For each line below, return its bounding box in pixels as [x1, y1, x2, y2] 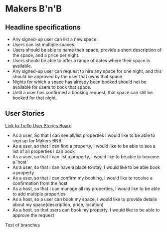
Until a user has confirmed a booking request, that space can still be [12, 90, 153, 95]
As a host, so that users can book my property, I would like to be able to [12, 206, 160, 213]
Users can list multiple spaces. [12, 42, 76, 48]
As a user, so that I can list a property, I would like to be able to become [12, 153, 160, 159]
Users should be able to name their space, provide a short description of [12, 47, 162, 53]
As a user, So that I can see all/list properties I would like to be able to [12, 132, 156, 138]
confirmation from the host [12, 180, 68, 186]
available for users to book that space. [12, 84, 91, 90]
